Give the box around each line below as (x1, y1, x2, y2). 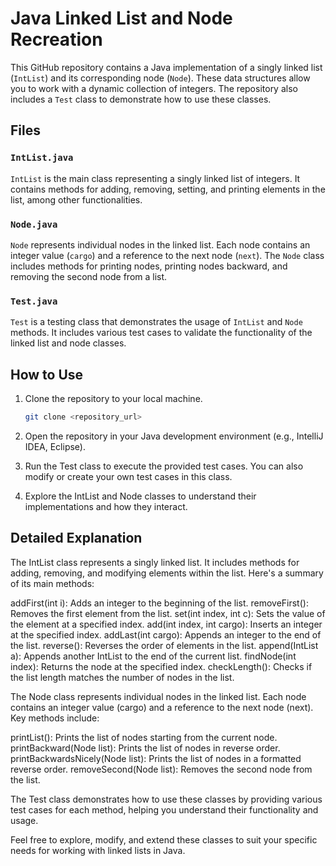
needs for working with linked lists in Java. (10, 844, 186, 856)
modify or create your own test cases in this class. (24, 470, 233, 482)
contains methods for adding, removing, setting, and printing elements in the (10, 183, 326, 195)
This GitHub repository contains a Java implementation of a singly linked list (10, 61, 323, 73)
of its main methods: (10, 577, 95, 589)
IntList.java (10, 152, 74, 164)
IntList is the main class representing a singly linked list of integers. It (10, 172, 301, 184)
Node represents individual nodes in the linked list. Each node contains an (10, 238, 311, 251)
